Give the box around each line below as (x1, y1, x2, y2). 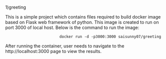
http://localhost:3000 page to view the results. (5, 48, 102, 54)
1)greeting (5, 4, 26, 10)
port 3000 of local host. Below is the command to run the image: (5, 24, 140, 30)
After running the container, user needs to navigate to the (5, 43, 125, 49)
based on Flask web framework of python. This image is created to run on (5, 19, 159, 25)
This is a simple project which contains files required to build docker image (5, 14, 161, 19)
